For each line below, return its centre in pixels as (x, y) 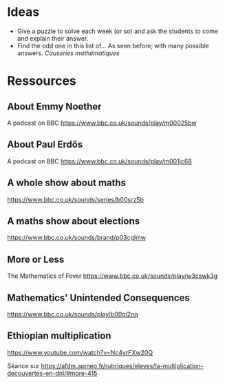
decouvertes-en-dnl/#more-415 (52, 373)
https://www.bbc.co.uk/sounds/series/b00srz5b (76, 199)
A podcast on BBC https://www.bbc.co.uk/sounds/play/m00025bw (102, 123)
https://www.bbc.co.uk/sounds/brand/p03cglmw (77, 238)
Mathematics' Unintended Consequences (99, 297)
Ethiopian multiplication (59, 336)
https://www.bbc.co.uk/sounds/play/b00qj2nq (73, 314)
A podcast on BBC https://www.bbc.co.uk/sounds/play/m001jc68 (100, 161)
